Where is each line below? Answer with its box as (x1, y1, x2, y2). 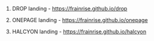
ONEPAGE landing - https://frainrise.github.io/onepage (11, 17, 148, 23)
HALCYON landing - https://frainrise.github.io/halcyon (11, 28, 147, 35)
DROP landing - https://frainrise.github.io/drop (11, 5, 128, 12)
